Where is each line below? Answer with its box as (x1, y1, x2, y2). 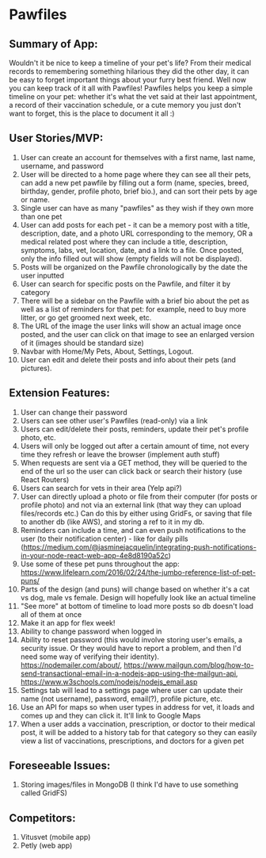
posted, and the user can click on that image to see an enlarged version (20, 329, 255, 339)
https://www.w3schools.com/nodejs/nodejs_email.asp (20, 676, 198, 687)
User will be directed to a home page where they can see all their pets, (20, 169, 252, 179)
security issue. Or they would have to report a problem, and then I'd (20, 643, 241, 653)
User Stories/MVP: (9, 132, 104, 145)
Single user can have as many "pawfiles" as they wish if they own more (20, 203, 254, 213)
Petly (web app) (20, 841, 73, 850)
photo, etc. (20, 432, 56, 442)
